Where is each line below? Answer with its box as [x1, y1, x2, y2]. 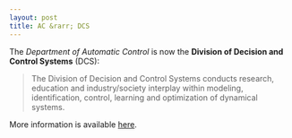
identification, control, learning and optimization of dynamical [30, 91, 258, 103]
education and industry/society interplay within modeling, [30, 82, 244, 93]
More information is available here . [9, 118, 137, 130]
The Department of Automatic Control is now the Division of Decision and [9, 46, 284, 56]
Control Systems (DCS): [9, 56, 100, 66]
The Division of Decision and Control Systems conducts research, [30, 73, 275, 83]
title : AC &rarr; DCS [9, 22, 90, 30]
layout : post [9, 13, 58, 22]
